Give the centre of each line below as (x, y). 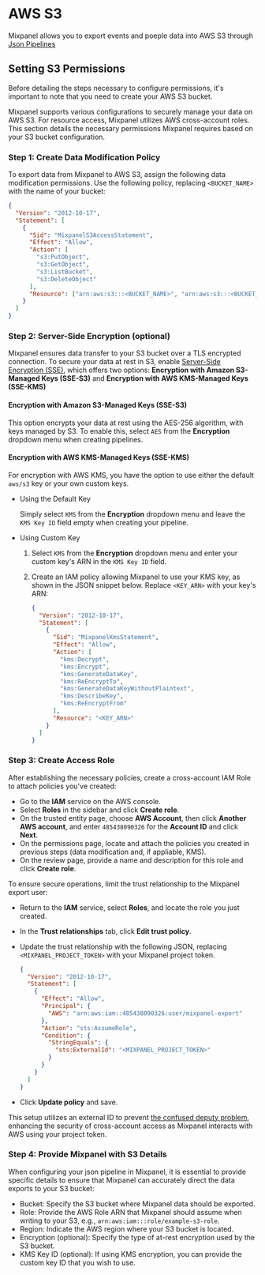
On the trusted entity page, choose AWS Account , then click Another (133, 818)
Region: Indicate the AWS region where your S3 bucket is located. (127, 1228)
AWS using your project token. (58, 1134)
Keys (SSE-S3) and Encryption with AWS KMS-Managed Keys (145, 378)
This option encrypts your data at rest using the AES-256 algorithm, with (126, 423)
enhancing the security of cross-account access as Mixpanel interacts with (131, 1126)
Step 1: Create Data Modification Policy (84, 157)
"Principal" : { (66, 1006)
